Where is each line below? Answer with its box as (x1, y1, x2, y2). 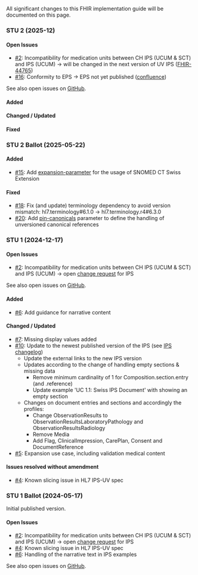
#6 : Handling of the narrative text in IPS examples (14, 551, 137, 558)
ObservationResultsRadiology (32, 424, 106, 431)
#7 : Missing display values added (14, 335, 97, 342)
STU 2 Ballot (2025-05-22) (6, 140, 85, 149)
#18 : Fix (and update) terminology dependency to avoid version (14, 202, 171, 209)
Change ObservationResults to (32, 412, 109, 419)
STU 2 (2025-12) (6, 26, 55, 35)
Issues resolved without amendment (6, 463, 99, 471)
